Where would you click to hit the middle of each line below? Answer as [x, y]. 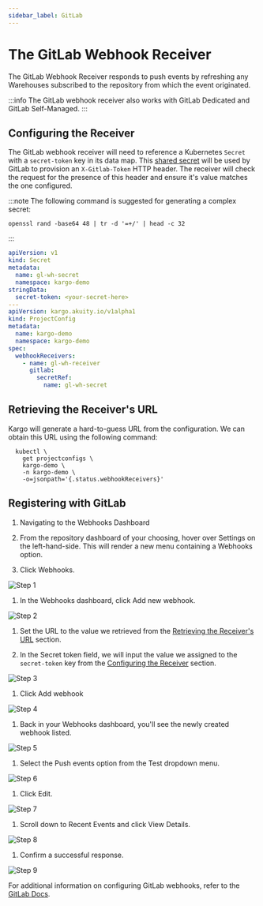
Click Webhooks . [47, 570]
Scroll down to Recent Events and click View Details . [105, 824]
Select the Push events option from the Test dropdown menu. [119, 763]
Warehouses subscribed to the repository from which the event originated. [130, 84]
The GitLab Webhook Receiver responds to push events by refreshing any [128, 77]
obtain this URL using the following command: [83, 437]
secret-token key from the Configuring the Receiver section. [118, 663]
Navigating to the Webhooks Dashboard [85, 522]
